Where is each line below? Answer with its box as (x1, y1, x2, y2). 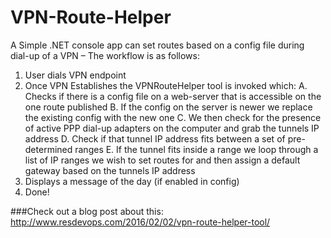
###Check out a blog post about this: (10, 205, 164, 217)
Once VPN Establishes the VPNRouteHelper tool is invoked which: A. (24, 79, 308, 91)
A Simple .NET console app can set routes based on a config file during (10, 39, 305, 51)
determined (24, 143, 73, 155)
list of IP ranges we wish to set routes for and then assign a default (24, 154, 301, 166)
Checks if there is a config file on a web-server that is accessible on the (24, 90, 322, 102)
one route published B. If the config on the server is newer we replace (24, 101, 313, 113)
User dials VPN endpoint (24, 69, 127, 81)
